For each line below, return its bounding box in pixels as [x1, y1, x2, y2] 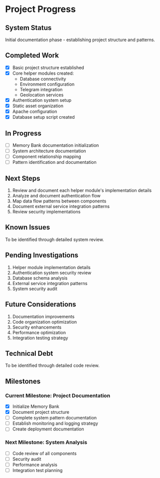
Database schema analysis [12, 275, 68, 281]
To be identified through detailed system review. [5, 236, 104, 243]
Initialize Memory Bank [12, 403, 60, 409]
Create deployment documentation [12, 426, 84, 432]
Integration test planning [12, 467, 63, 473]
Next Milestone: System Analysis [5, 439, 87, 446]
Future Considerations [5, 300, 76, 309]
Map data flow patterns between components [12, 198, 107, 204]
